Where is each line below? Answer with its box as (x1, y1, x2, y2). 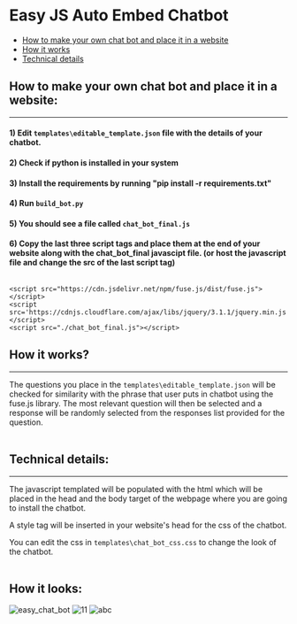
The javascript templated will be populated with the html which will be (9, 483, 263, 494)
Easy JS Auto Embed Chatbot (9, 5, 229, 26)
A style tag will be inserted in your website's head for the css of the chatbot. (9, 520, 287, 530)
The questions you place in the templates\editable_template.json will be (9, 379, 276, 389)
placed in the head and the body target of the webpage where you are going (9, 493, 287, 504)
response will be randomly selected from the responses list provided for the (9, 407, 286, 418)
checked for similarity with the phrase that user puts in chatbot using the (9, 389, 274, 399)
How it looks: (9, 581, 82, 596)
